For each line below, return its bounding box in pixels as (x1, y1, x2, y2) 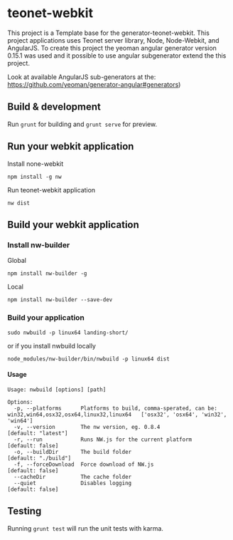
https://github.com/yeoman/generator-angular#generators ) (7, 80, 181, 88)
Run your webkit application (7, 140, 134, 152)
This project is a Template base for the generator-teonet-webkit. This (7, 28, 210, 37)
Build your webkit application (7, 219, 140, 231)
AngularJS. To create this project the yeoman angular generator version (7, 43, 217, 52)
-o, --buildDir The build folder (13, 448, 132, 455)
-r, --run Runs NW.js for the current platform (13, 436, 193, 443)
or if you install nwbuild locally (7, 341, 96, 350)
